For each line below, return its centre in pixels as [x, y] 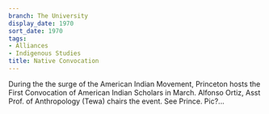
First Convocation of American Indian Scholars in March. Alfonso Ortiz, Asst [134, 92]
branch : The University [48, 16]
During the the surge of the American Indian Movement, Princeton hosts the [134, 84]
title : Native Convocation [54, 61]
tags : [17, 38]
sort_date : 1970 [36, 31]
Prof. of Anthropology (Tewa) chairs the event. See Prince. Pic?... [116, 101]
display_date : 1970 [41, 23]
